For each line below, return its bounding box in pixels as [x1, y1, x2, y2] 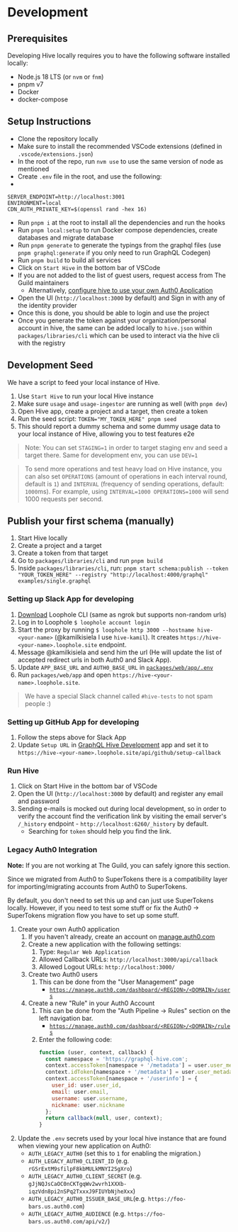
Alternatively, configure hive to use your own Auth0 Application [28, 286, 213, 294]
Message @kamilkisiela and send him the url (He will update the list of [17, 648, 222, 656]
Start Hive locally [17, 534, 68, 542]
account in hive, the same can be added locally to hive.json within [17, 323, 212, 332]
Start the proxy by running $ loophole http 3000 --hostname [17, 625, 195, 634]
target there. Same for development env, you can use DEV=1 [24, 451, 198, 459]
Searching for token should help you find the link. [28, 827, 172, 836]
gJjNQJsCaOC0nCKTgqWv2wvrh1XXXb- [28, 1181, 127, 1188]
